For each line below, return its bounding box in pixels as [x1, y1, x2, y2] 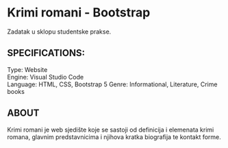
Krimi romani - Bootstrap [7, 5, 151, 21]
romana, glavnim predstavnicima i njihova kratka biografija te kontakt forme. [7, 132, 221, 141]
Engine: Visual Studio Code [7, 73, 84, 81]
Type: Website [7, 65, 48, 73]
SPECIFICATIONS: [7, 47, 86, 59]
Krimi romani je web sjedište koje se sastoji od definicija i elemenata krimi [7, 125, 214, 134]
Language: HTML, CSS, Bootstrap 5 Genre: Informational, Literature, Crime [7, 80, 218, 88]
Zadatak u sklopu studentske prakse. [7, 27, 112, 36]
